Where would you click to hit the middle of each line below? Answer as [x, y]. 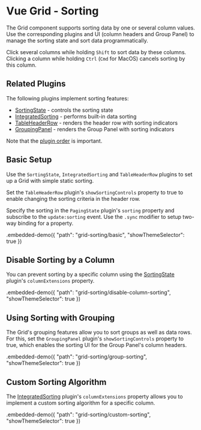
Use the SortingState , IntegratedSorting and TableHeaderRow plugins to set [99, 174]
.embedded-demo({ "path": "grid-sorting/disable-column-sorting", [88, 292]
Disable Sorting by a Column [61, 260]
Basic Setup [29, 160]
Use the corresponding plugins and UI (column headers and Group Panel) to [100, 34]
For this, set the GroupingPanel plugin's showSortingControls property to [95, 339]
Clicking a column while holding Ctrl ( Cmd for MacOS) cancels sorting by [96, 58]
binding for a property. [46, 223]
